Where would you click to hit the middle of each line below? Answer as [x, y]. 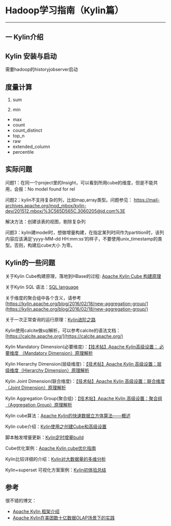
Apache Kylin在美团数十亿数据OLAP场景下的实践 [64, 518]
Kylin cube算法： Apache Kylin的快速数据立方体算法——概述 [68, 415]
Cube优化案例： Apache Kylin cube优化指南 [51, 448]
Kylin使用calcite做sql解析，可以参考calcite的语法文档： [63, 330]
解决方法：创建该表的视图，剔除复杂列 [45, 221]
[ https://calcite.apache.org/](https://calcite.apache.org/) [64, 336]
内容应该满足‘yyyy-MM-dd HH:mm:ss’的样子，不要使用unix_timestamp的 [81, 238]
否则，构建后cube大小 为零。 [45, 245]
